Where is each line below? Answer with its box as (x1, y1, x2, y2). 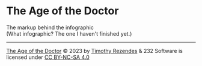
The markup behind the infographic (6, 24, 94, 31)
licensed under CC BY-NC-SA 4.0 (6, 54, 90, 61)
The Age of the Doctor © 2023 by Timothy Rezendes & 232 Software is (6, 47, 183, 54)
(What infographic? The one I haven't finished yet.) (6, 30, 132, 37)
